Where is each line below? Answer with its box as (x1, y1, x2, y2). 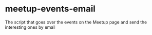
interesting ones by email (5, 24, 56, 30)
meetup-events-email (5, 3, 96, 14)
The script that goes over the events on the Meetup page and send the (5, 19, 147, 25)
